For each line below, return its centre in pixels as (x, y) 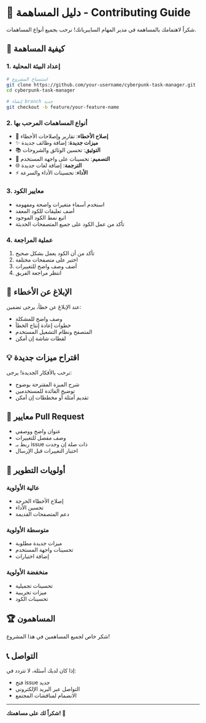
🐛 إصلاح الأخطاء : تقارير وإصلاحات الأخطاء (62, 136)
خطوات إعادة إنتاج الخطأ (43, 325)
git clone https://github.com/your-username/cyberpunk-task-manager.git (101, 85)
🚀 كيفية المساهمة (36, 49)
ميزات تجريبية (31, 592)
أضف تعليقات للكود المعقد (45, 211)
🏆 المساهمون (31, 619)
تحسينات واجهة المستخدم (44, 550)
